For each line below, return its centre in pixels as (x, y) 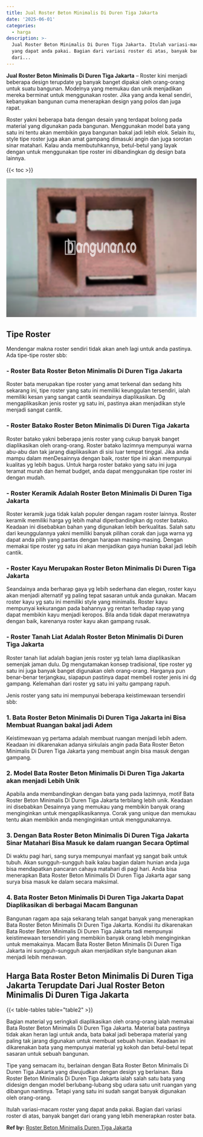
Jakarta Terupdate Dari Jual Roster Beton (85, 986)
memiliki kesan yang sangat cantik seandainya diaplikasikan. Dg (86, 397)
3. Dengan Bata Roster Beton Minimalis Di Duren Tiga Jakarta (98, 835)
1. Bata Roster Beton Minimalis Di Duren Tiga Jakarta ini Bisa (96, 717)
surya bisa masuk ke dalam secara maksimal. (63, 882)
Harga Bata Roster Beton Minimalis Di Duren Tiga (100, 976)
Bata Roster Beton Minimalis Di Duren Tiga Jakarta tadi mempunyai (90, 931)
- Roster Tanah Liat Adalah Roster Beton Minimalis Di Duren (95, 637)
